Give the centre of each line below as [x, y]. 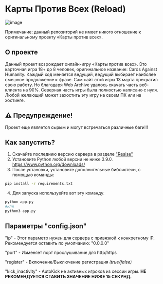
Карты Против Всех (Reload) [65, 9]
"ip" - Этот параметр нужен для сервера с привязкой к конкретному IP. [80, 238]
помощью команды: [33, 175]
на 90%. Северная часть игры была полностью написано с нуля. [90, 90]
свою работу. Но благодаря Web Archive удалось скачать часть [72, 85]
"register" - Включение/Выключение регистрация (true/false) [69, 262]
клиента [13, 90]
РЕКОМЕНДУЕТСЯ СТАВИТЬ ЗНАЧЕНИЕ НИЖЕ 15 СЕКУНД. [69, 276]
